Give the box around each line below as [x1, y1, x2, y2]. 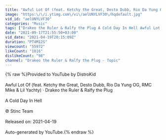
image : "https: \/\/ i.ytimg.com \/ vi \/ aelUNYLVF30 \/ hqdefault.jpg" [5, 12, 142, 17]
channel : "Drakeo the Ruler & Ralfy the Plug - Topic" [5, 58, 121, 63]
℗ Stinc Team [5, 108, 34, 114]
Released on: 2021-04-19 [5, 119, 57, 125]
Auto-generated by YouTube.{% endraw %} [5, 129, 94, 135]
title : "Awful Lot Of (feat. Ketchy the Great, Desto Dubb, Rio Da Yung [5, 7, 158, 12]
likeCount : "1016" [5, 48, 43, 53]
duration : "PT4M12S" [5, 40, 48, 45]
